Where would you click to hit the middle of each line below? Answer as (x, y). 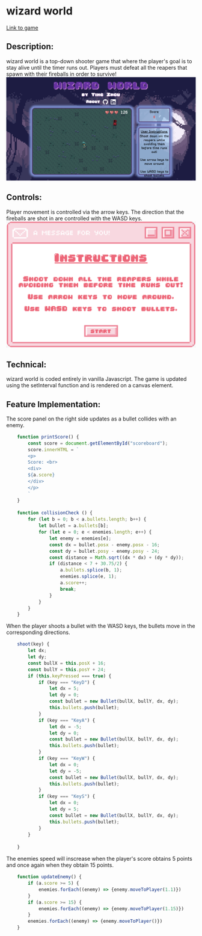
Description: (30, 47)
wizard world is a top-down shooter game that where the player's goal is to (99, 61)
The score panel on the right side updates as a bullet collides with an (91, 419)
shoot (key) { (33, 644)
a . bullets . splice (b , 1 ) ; (91, 570)
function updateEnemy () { (50, 877)
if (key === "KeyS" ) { (67, 796)
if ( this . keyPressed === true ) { (70, 676)
